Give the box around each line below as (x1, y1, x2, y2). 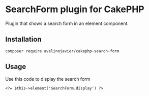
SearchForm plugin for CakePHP (5, 4, 144, 15)
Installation (5, 35, 42, 44)
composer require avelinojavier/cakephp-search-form (5, 48, 120, 54)
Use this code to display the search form (5, 76, 91, 82)
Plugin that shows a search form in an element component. (5, 20, 129, 26)
